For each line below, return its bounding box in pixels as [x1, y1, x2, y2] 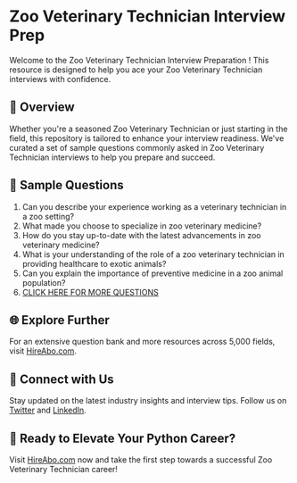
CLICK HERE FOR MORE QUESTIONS [21, 287, 159, 297]
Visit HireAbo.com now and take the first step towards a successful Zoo [9, 454, 273, 465]
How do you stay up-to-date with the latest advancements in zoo [21, 229, 261, 240]
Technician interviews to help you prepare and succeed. [9, 152, 216, 162]
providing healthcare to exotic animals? [21, 258, 167, 269]
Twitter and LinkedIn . [9, 404, 87, 416]
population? [21, 277, 66, 287]
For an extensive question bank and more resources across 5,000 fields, [9, 337, 276, 347]
